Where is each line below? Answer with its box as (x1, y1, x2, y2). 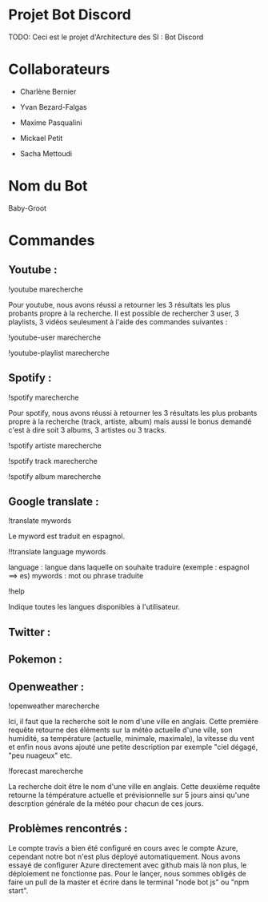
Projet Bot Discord (8, 6, 132, 24)
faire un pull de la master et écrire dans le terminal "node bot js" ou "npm (8, 877, 250, 887)
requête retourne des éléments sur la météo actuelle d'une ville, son (8, 725, 234, 735)
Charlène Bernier (19, 87, 77, 96)
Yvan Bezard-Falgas (19, 102, 87, 111)
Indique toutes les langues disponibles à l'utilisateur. (8, 602, 181, 612)
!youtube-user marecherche (8, 332, 102, 342)
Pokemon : (8, 653, 62, 666)
